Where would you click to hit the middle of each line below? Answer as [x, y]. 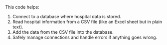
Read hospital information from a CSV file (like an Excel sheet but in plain [87, 22]
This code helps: [22, 7]
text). [18, 27]
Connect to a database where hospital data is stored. [67, 16]
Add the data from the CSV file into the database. [63, 32]
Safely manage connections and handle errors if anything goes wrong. [85, 37]
